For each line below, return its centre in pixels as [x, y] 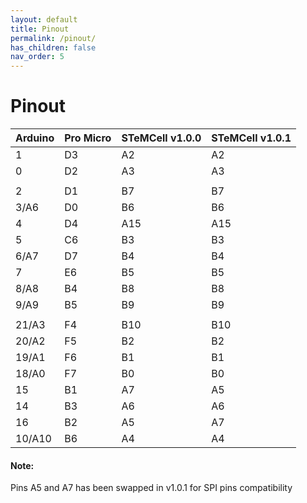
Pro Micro [88, 138]
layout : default [44, 19]
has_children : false [53, 47]
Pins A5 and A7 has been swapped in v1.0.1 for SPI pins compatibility [151, 488]
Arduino [35, 138]
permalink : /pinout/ [53, 38]
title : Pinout [40, 29]
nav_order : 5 [37, 57]
